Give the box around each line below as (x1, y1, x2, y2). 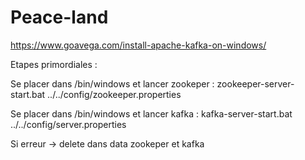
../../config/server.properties (10, 118, 127, 130)
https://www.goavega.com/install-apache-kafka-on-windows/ (10, 39, 267, 51)
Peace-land (10, 6, 109, 29)
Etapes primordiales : (10, 58, 98, 70)
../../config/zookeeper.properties (47, 88, 182, 100)
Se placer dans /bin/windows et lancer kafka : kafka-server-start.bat (10, 107, 293, 120)
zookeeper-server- (216, 77, 295, 90)
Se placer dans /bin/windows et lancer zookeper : (10, 77, 215, 90)
